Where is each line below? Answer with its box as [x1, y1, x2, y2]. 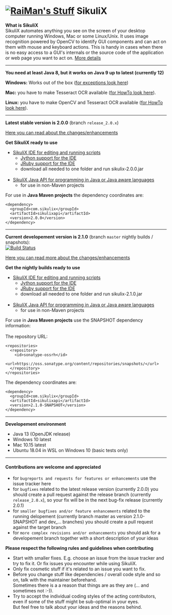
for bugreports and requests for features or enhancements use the [12, 475, 157, 482]
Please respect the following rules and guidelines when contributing [5, 545, 154, 551]
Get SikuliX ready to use [5, 139, 58, 146]
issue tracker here [12, 481, 51, 487]
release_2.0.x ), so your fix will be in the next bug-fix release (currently [12, 497, 163, 503]
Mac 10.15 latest [12, 442, 46, 448]
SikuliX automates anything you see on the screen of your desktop [5, 27, 146, 33]
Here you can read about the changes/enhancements [5, 129, 118, 135]
